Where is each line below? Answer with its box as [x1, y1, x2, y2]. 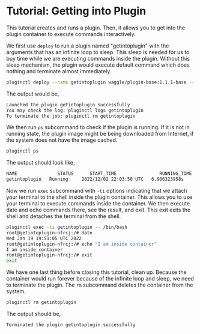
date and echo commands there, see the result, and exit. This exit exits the [6, 206, 191, 214]
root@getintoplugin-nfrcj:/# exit [6, 252, 93, 258]
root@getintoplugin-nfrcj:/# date [6, 229, 93, 235]
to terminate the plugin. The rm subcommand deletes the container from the [6, 281, 193, 289]
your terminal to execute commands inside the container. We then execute [6, 200, 190, 207]
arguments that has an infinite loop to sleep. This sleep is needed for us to [6, 48, 190, 55]
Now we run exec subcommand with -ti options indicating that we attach [6, 187, 187, 195]
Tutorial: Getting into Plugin [6, 4, 147, 18]
